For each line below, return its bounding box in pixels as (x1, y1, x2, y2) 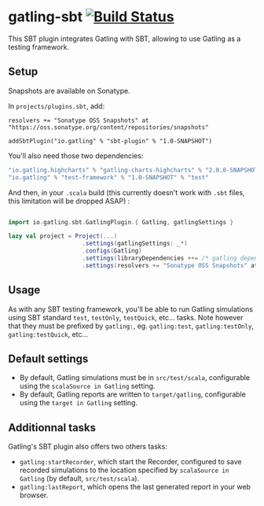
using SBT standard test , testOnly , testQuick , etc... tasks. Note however (8, 312, 244, 322)
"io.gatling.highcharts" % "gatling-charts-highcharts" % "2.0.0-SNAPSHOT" (8, 166, 262, 174)
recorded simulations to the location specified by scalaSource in (19, 465, 229, 475)
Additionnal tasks (8, 421, 97, 434)
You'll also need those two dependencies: (8, 150, 144, 161)
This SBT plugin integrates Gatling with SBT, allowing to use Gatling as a (8, 34, 241, 43)
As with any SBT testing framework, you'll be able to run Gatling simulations (8, 304, 254, 314)
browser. (19, 490, 49, 500)
